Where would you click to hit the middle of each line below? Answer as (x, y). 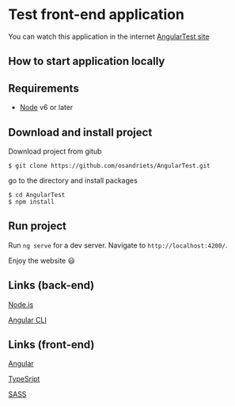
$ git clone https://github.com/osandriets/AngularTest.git (110, 165)
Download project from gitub (55, 151)
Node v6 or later (46, 108)
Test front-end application (96, 15)
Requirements (44, 88)
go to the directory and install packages (73, 180)
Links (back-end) (51, 285)
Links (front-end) (51, 345)
